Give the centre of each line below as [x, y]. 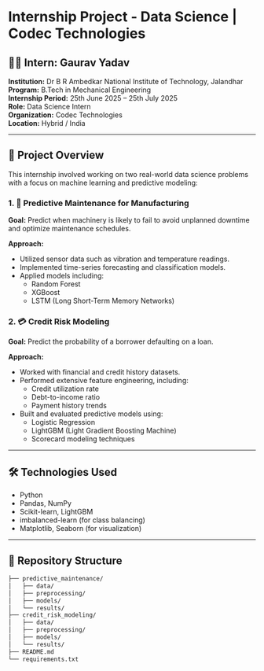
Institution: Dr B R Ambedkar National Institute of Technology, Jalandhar [126, 81]
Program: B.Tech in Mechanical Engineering [80, 90]
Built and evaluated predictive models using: [91, 414]
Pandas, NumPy [46, 503]
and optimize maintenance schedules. [70, 229]
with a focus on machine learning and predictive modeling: [103, 182]
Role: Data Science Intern [50, 107]
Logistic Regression [63, 422]
